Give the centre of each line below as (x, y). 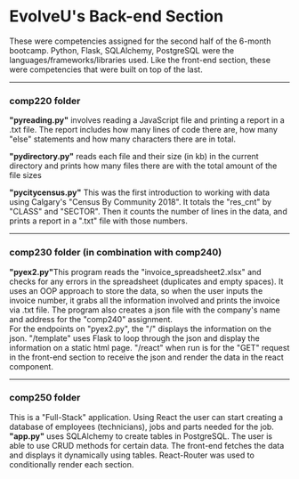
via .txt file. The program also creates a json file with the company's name (145, 310)
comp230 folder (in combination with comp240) (116, 253)
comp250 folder (45, 398)
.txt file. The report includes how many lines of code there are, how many (144, 130)
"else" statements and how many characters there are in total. (123, 139)
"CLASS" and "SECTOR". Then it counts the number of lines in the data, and (148, 212)
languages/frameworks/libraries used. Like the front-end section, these (140, 60)
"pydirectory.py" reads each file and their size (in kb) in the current (134, 157)
